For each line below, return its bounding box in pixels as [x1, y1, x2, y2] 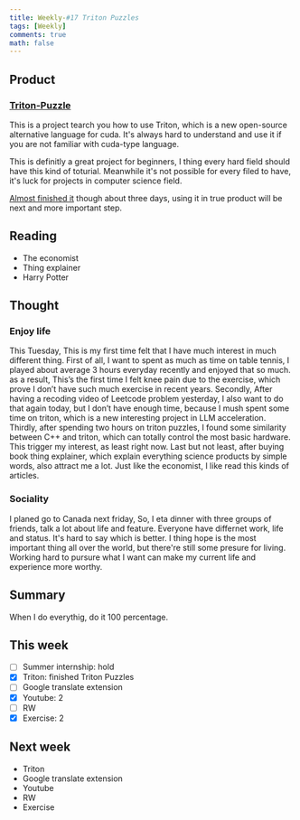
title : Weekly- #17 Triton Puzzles [9, 13, 140, 23]
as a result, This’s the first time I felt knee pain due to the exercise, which [9, 374, 281, 385]
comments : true [9, 30, 67, 39]
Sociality [9, 493, 50, 506]
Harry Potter [22, 272, 70, 283]
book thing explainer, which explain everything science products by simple [9, 451, 287, 461]
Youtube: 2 [22, 692, 63, 703]
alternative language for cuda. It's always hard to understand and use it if [9, 128, 282, 140]
